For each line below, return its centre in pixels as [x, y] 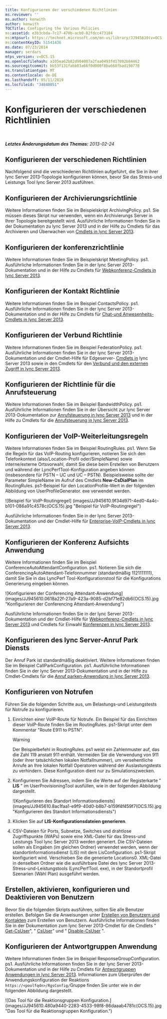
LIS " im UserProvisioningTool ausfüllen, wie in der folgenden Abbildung [86, 786]
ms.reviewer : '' [22, 15]
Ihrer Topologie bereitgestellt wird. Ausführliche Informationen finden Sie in [83, 221]
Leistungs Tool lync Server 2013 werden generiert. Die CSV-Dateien [82, 842]
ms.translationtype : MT [30, 71]
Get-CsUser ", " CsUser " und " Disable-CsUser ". [55, 931]
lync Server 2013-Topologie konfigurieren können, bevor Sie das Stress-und [83, 177]
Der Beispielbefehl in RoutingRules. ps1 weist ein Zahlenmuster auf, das [86, 749]
